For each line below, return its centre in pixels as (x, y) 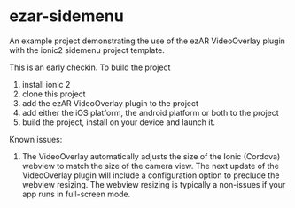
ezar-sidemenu (66, 16)
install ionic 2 (46, 84)
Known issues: (36, 139)
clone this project (54, 94)
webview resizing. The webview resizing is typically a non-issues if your (154, 184)
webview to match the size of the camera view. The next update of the (150, 166)
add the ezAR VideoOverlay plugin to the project (110, 103)
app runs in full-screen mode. (76, 194)
